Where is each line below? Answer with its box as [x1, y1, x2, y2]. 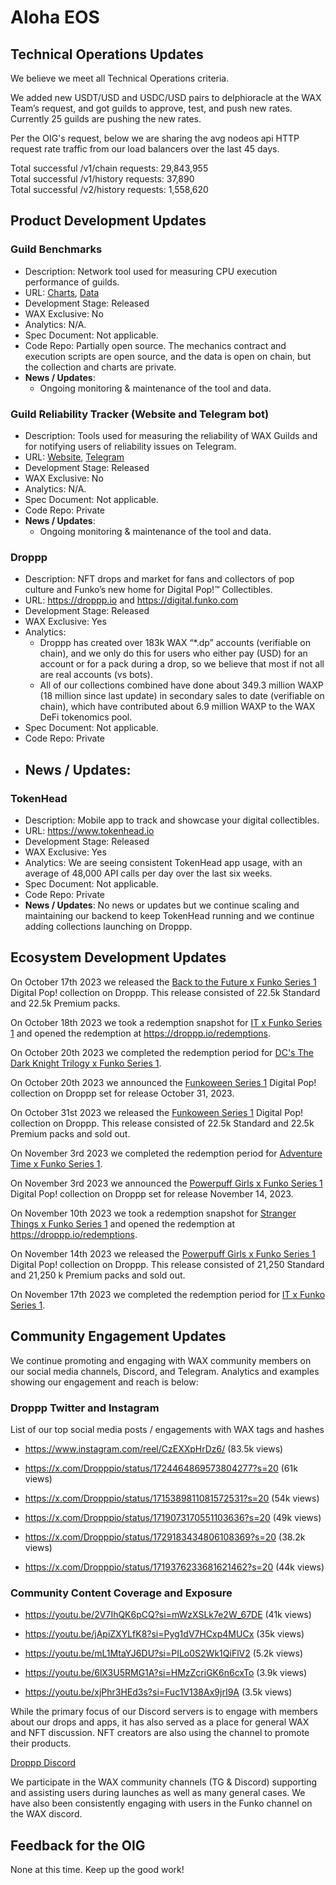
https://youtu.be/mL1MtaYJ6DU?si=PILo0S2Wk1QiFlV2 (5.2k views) [24, 1647, 304, 1660]
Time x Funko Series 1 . [10, 1157, 103, 1170]
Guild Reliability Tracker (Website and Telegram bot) [10, 407, 270, 421]
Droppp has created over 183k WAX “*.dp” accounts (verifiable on [39, 637, 312, 649]
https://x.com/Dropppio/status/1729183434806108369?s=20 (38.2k [24, 1531, 306, 1543]
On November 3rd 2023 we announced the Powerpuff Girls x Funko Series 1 [10, 1177, 323, 1189]
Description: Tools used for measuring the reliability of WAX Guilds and [24, 429, 318, 441]
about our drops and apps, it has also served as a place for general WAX [10, 1716, 310, 1728]
